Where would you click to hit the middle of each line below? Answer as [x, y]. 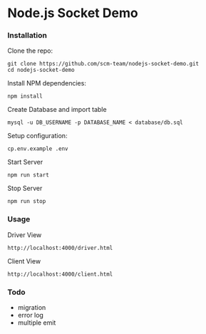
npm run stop [27, 202]
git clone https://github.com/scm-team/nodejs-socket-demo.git [103, 64]
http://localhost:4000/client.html [60, 274]
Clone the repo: [30, 51]
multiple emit [37, 323]
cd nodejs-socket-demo [41, 70]
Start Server [25, 162]
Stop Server [25, 188]
